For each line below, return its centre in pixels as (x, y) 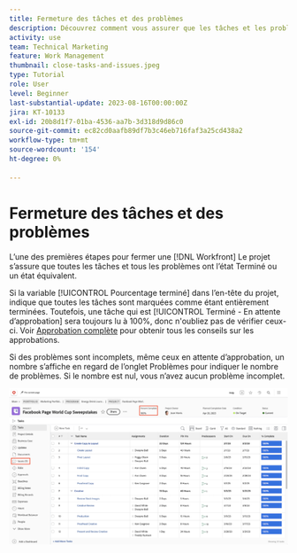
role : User (29, 84)
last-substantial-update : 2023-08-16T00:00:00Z (99, 103)
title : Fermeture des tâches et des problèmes (96, 19)
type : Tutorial (37, 75)
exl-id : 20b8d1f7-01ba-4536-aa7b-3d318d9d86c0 (96, 121)
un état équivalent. (43, 276)
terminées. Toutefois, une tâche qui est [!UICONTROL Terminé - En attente (145, 311)
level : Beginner (39, 93)
